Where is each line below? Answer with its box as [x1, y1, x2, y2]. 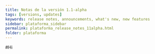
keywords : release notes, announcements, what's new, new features [5, 16, 150, 21]
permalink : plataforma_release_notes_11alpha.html [5, 26, 114, 31]
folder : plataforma [5, 30, 46, 35]
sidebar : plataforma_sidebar [5, 21, 67, 26]
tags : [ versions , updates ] [5, 12, 62, 17]
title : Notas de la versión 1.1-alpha [5, 7, 87, 12]
